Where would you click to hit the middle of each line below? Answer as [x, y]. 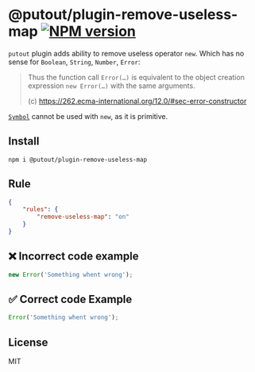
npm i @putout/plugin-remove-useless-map [78, 159]
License [28, 342]
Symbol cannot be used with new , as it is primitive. [88, 116]
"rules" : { [41, 209]
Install [24, 142]
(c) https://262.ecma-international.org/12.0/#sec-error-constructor [137, 101]
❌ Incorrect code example [73, 257]
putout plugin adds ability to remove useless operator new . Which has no [126, 53]
